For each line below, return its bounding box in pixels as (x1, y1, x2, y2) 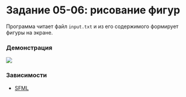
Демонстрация (6, 43, 53, 51)
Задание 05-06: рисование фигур (6, 4, 180, 17)
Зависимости (6, 71, 47, 79)
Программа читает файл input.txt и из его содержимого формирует (6, 23, 179, 30)
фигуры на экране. (6, 29, 53, 36)
